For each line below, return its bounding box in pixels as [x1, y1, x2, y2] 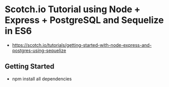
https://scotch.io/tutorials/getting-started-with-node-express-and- [12, 42, 152, 48]
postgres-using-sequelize [12, 47, 66, 53]
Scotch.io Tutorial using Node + [5, 4, 141, 15]
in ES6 [5, 25, 32, 37]
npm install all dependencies [12, 75, 72, 82]
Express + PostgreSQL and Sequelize [5, 14, 164, 26]
